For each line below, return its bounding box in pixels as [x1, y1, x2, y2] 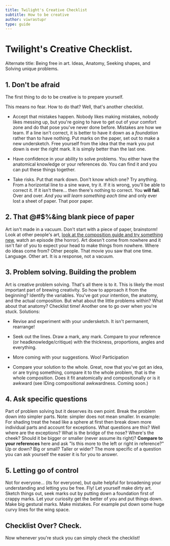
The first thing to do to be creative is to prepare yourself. [5, 94, 124, 100]
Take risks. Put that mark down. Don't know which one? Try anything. [12, 176, 158, 182]
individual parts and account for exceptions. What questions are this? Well [5, 425, 160, 431]
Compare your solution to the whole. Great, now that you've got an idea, [12, 364, 164, 370]
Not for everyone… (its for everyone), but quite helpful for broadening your [5, 479, 161, 486]
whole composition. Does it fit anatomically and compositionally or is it [12, 374, 160, 381]
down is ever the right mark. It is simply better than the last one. [12, 146, 146, 152]
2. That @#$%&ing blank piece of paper [5, 213, 134, 221]
